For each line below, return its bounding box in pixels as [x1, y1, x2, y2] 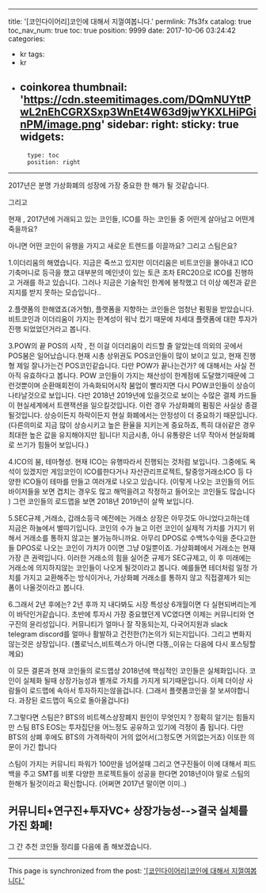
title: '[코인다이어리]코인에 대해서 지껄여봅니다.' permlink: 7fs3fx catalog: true [8, 17, 252, 26]
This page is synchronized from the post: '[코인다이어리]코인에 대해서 [8, 865, 230, 876]
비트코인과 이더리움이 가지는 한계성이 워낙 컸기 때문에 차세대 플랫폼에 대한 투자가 [8, 314, 258, 323]
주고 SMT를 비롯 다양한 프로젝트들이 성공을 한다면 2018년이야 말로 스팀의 [22, 769, 251, 778]
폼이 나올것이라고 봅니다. [8, 582, 85, 592]
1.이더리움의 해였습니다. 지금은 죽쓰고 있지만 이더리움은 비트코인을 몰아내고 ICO [8, 258, 253, 267]
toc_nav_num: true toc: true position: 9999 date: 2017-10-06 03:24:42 [8, 25, 236, 35]
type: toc [27, 151, 59, 159]
